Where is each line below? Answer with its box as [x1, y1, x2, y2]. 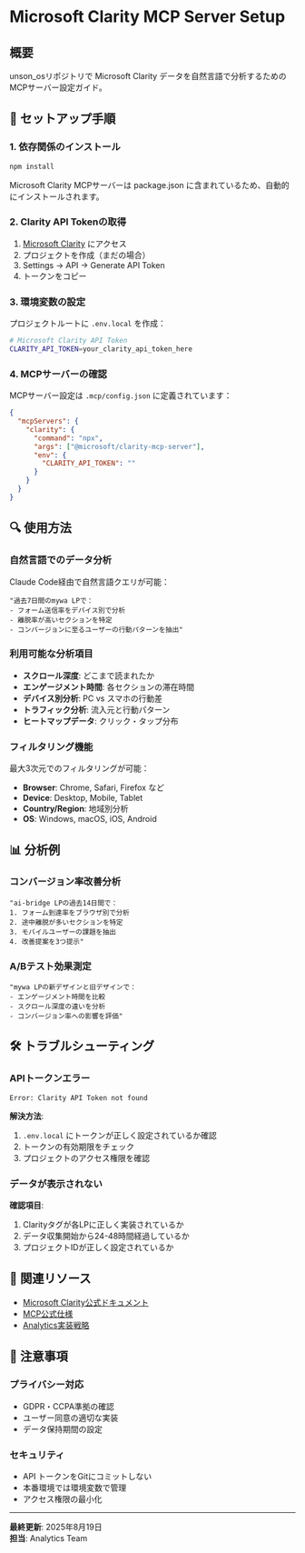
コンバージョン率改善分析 [9, 876, 121, 888]
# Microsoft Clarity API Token [9, 336, 128, 346]
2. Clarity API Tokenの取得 [9, 215, 127, 228]
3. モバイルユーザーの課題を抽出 [9, 927, 116, 937]
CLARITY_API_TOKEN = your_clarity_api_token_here [9, 345, 193, 354]
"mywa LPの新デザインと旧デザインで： [9, 983, 137, 992]
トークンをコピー [22, 270, 87, 281]
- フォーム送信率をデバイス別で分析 [9, 606, 125, 615]
